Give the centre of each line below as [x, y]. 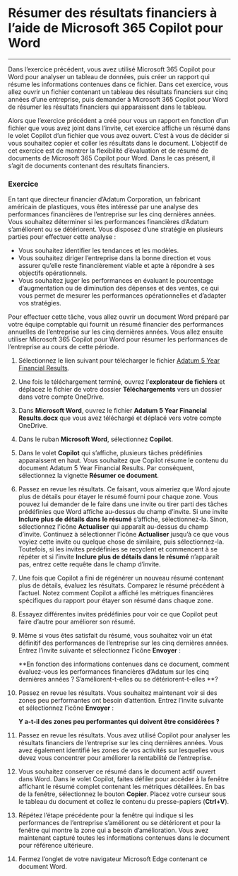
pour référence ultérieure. [56, 846]
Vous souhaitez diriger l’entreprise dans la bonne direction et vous [114, 258]
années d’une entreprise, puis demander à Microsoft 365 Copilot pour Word [118, 99]
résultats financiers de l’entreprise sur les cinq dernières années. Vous [121, 743]
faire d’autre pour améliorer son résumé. [77, 622]
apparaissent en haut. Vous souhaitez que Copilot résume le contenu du [123, 460]
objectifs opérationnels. [53, 273]
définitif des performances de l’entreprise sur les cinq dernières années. [123, 643]
